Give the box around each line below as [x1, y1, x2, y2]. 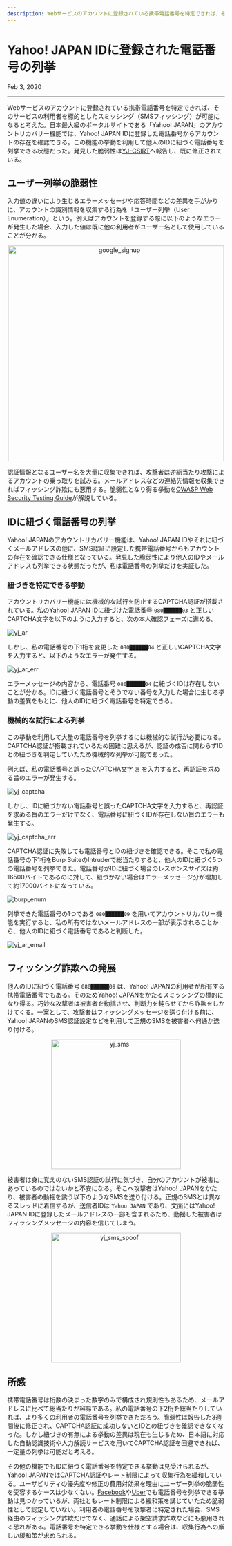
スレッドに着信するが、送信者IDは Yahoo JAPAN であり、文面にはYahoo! [12, 1201, 215, 1210]
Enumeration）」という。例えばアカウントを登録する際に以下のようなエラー [7, 214, 222, 222]
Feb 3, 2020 [7, 82, 42, 90]
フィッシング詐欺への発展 [7, 962, 116, 974]
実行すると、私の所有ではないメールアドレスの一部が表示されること [19, 918, 213, 926]
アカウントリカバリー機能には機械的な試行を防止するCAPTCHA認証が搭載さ [7, 598, 224, 606]
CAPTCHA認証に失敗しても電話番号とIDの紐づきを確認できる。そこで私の [7, 847, 217, 855]
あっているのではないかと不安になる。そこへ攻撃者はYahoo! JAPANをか [7, 1184, 212, 1192]
